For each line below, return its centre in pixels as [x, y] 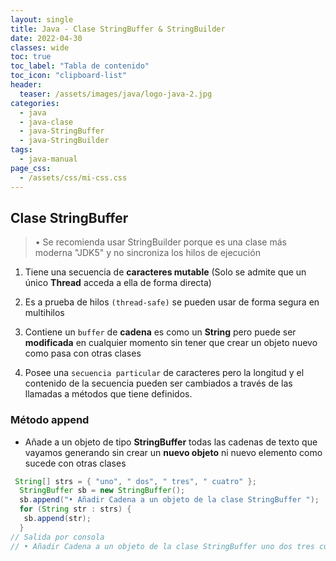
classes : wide [40, 47]
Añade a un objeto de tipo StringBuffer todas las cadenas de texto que [171, 442]
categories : [35, 103]
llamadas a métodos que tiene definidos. [108, 394]
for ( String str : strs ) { [75, 509]
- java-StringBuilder [64, 141]
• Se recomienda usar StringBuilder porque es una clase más [160, 242]
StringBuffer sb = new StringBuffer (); [102, 491]
